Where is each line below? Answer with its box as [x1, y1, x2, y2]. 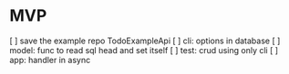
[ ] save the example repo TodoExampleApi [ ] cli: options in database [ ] [9, 35, 281, 46]
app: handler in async [9, 54, 91, 65]
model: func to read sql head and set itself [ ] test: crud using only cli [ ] [9, 44, 279, 55]
